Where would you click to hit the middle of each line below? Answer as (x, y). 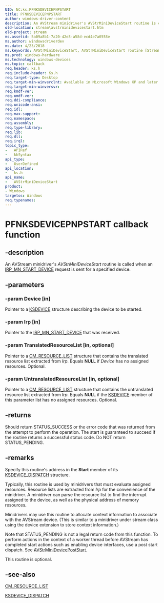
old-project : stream (26, 32)
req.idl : (14, 110)
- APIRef (16, 150)
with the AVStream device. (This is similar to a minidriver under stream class (82, 520)
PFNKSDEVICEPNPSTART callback (77, 224)
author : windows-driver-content (38, 19)
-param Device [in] (28, 299)
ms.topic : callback (25, 64)
